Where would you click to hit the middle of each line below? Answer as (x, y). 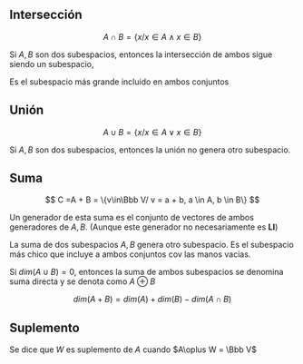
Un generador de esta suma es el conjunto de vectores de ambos (132, 218)
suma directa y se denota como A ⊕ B (83, 281)
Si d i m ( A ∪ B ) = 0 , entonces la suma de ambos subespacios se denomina (147, 272)
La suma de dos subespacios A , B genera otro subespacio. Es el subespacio (152, 245)
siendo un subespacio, (52, 64)
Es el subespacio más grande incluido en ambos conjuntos (119, 82)
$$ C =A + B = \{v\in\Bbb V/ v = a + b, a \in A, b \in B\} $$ (152, 200)
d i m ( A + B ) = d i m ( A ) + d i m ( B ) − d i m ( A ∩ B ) (152, 300)
